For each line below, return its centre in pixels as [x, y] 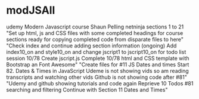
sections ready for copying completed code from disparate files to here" [95, 39]
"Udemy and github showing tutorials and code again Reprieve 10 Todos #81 [100, 83]
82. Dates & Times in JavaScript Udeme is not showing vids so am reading [97, 71]
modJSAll [31, 10]
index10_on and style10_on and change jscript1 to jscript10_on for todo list [96, 52]
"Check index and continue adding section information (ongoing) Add [91, 46]
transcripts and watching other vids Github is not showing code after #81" [97, 77]
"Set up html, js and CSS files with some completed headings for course [95, 33]
